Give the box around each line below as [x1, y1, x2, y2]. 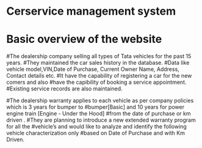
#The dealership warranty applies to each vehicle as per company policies [6, 97, 194, 105]
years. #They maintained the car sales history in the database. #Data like [6, 59, 190, 67]
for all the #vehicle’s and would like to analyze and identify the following [6, 123, 187, 130]
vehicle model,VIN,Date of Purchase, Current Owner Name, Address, [6, 65, 180, 73]
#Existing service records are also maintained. [6, 85, 123, 92]
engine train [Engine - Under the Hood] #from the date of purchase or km [6, 110, 191, 117]
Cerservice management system [6, 4, 176, 18]
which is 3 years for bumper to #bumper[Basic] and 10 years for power [6, 103, 185, 111]
